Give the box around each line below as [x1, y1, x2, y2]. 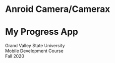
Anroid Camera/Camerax [5, 3, 111, 15]
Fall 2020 [5, 53, 25, 59]
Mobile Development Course [5, 48, 63, 54]
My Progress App [5, 26, 78, 38]
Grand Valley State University [5, 43, 65, 49]
